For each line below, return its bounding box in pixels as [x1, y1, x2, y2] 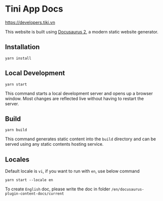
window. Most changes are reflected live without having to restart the [5, 96, 144, 101]
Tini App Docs [5, 3, 63, 15]
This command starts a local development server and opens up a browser [5, 90, 153, 96]
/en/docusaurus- [111, 187, 145, 192]
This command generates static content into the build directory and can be [5, 136, 156, 142]
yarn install [5, 56, 32, 61]
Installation [5, 43, 40, 51]
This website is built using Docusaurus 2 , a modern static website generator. [5, 29, 159, 34]
